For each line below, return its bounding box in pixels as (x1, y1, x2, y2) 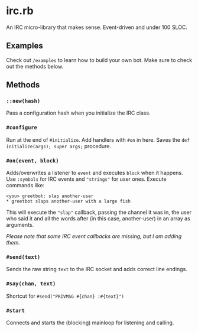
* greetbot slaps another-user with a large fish (6, 198, 131, 204)
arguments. (6, 222, 34, 229)
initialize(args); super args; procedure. (6, 142, 111, 149)
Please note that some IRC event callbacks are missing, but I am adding (6, 233, 182, 240)
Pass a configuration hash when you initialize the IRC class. (6, 109, 151, 116)
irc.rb (6, 4, 34, 18)
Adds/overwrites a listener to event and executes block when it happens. (6, 170, 183, 177)
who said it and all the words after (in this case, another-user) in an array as (6, 215, 190, 222)
